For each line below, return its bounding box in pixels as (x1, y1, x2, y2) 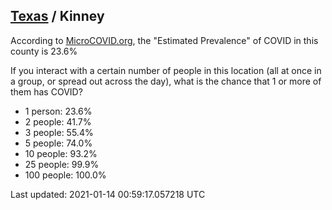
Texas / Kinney (10, 8, 105, 25)
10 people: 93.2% (24, 147, 98, 159)
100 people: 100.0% (24, 169, 107, 181)
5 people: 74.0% (24, 137, 93, 149)
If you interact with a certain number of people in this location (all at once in (10, 64, 322, 76)
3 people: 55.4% (24, 126, 94, 138)
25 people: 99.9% (24, 158, 100, 170)
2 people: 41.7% (24, 115, 92, 128)
